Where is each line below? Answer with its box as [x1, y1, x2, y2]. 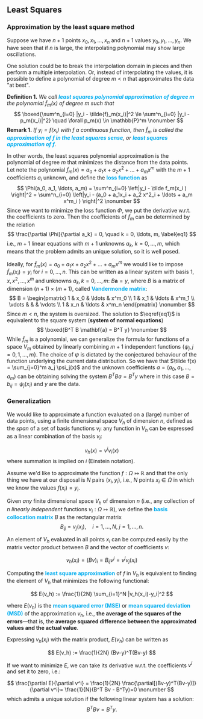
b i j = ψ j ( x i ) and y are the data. [7, 381, 81, 389]
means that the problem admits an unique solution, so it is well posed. [7, 247, 180, 255]
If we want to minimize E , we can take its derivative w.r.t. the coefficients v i [7, 661, 193, 669]
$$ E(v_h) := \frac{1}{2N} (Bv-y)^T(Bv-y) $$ [48, 649, 156, 656]
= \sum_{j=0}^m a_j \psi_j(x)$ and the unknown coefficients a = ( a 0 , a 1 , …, [7, 364, 192, 373]
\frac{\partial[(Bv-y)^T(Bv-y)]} [122, 680, 197, 687]
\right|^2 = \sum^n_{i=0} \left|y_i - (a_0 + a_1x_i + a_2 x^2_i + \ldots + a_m [10, 191, 193, 198]
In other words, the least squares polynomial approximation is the [7, 152, 169, 160]
